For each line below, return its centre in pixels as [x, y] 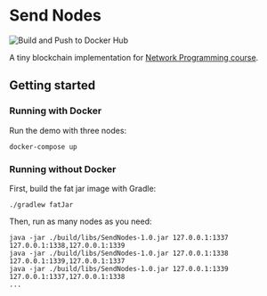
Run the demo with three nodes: [68, 130]
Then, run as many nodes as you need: [81, 221]
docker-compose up [43, 147]
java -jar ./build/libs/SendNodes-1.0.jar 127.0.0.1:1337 [119, 237]
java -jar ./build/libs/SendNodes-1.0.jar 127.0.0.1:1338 [119, 253]
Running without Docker [63, 169]
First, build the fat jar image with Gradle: [83, 188]
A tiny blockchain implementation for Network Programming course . [134, 57]
